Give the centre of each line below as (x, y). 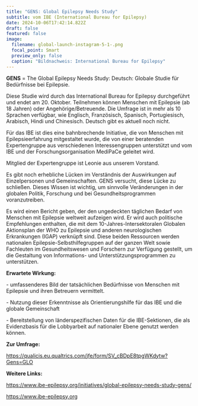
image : (14, 39)
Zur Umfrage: (23, 344)
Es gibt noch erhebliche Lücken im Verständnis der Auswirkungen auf (91, 174)
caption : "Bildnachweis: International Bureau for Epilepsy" (89, 61)
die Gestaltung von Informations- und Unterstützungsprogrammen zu (91, 255)
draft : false (22, 28)
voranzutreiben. (25, 200)
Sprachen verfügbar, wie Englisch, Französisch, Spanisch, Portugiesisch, (95, 115)
